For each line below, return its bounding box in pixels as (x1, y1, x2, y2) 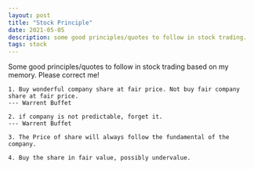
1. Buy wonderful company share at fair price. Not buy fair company (8, 85, 241, 94)
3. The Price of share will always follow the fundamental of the (8, 134, 230, 142)
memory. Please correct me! (8, 70, 100, 80)
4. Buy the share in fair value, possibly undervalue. (8, 154, 191, 162)
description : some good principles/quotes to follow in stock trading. (8, 33, 247, 41)
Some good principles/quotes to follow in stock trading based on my (8, 62, 229, 71)
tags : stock (8, 41, 47, 49)
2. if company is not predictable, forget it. (8, 113, 163, 121)
